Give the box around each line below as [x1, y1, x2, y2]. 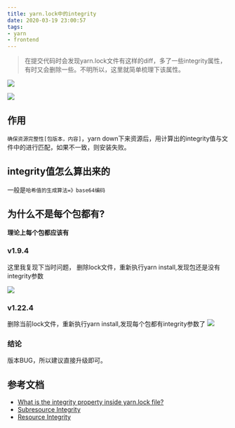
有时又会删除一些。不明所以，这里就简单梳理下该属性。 [24, 65, 184, 74]
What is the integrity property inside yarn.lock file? [17, 398, 164, 406]
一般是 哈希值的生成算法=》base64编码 [7, 186, 105, 194]
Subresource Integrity [17, 406, 81, 414]
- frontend [7, 37, 39, 44]
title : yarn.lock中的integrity [7, 10, 97, 18]
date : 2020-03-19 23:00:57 [7, 17, 86, 24]
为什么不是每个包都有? [7, 208, 105, 220]
